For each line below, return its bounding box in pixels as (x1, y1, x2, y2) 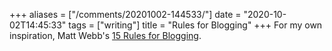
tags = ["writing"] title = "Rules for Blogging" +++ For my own (68, 19, 323, 31)
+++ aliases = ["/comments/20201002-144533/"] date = (9, 9, 242, 20)
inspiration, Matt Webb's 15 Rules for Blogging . (9, 30, 202, 41)
